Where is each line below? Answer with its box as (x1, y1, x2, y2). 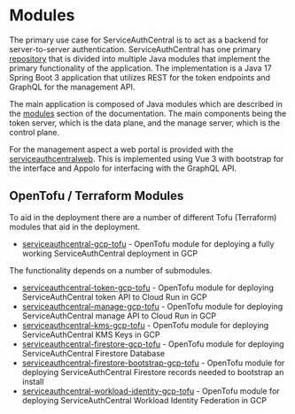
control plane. (9, 126, 60, 137)
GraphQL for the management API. (9, 81, 136, 92)
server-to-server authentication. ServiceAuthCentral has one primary (9, 43, 261, 54)
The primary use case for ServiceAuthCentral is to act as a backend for (9, 34, 269, 45)
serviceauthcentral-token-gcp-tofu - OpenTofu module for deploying (21, 282, 275, 293)
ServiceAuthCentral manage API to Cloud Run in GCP (21, 310, 217, 321)
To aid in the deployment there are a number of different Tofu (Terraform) (9, 211, 277, 222)
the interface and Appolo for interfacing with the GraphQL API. (9, 163, 237, 173)
